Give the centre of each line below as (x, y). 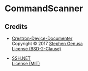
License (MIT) (26, 63)
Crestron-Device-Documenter (42, 38)
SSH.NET (21, 58)
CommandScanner (44, 9)
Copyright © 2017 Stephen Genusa (47, 44)
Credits (16, 27)
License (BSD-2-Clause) (36, 49)
